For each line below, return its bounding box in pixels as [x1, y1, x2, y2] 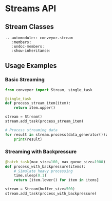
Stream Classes [5, 23, 54, 31]
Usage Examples [5, 62, 57, 70]
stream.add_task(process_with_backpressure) [5, 191, 97, 196]
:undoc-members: [11, 44, 45, 49]
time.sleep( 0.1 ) [14, 173, 47, 178]
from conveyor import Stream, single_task [5, 87, 93, 92]
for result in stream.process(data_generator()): [5, 132, 108, 137]
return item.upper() [14, 105, 56, 110]
